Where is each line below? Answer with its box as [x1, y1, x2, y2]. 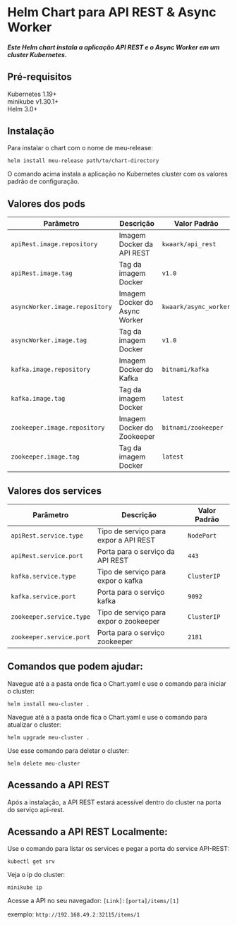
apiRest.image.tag [11, 270, 73, 277]
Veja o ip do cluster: [7, 871, 66, 879]
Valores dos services [7, 485, 102, 497]
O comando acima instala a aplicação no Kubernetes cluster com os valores [7, 170, 228, 179]
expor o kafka [97, 576, 143, 586]
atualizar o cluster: [7, 720, 61, 729]
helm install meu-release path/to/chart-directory [7, 157, 159, 164]
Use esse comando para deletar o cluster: [7, 746, 129, 755]
